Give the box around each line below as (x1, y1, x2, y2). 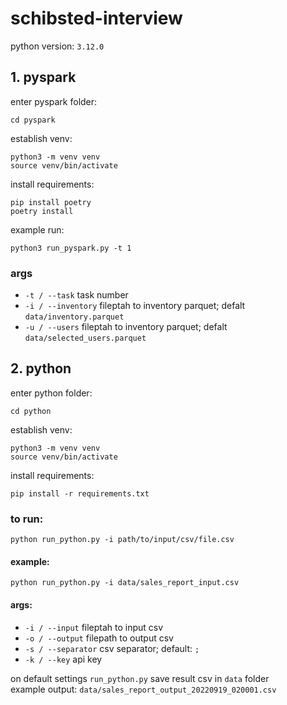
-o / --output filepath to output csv (24, 632, 174, 644)
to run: (10, 512, 44, 526)
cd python (10, 406, 52, 416)
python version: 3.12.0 (10, 40, 105, 52)
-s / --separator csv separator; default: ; (24, 642, 200, 654)
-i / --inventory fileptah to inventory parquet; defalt (24, 300, 246, 312)
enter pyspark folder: (10, 95, 98, 107)
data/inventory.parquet (24, 312, 125, 322)
